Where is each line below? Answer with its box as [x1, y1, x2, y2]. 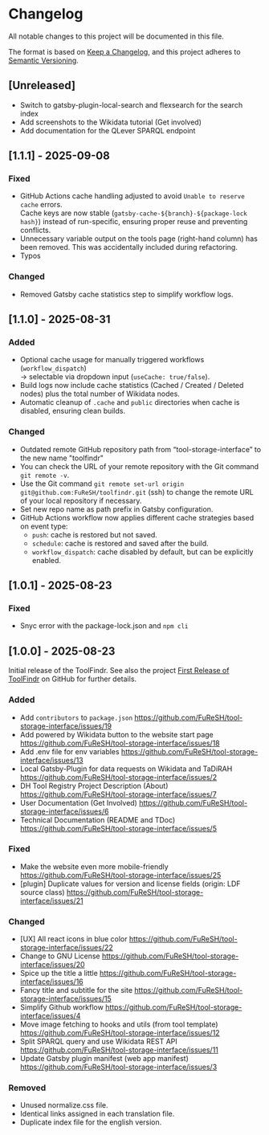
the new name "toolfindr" [19, 453, 104, 463]
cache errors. [19, 200, 63, 210]
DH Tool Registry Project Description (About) [19, 781, 169, 790]
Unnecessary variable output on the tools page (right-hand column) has [19, 234, 259, 243]
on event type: [19, 521, 68, 531]
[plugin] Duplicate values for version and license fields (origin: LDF [19, 879, 241, 888]
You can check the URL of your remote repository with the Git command [19, 461, 259, 471]
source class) [19, 887, 66, 896]
